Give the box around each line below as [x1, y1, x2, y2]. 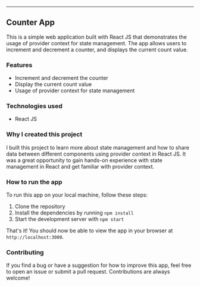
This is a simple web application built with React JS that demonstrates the [6, 33, 187, 41]
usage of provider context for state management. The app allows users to [6, 39, 187, 46]
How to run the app [6, 178, 62, 186]
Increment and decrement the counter [14, 74, 108, 82]
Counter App [6, 17, 55, 27]
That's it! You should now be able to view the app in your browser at [6, 227, 173, 234]
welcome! [6, 275, 30, 282]
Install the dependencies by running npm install [14, 209, 134, 216]
